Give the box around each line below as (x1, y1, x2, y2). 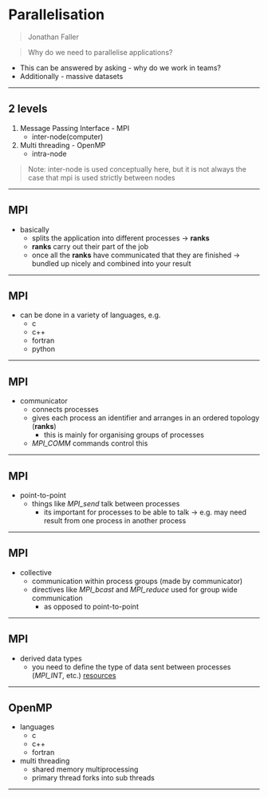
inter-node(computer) (31, 132, 104, 141)
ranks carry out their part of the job (31, 241, 149, 251)
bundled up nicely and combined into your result (31, 258, 191, 268)
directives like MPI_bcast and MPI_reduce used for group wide (31, 585, 238, 594)
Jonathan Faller (27, 32, 80, 42)
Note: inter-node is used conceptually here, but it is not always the (27, 164, 247, 173)
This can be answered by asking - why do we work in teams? (19, 62, 222, 73)
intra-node (31, 149, 67, 158)
